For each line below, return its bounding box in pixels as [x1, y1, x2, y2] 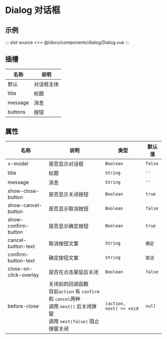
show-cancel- [7, 202, 43, 209]
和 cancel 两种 [49, 295, 81, 302]
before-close [7, 302, 39, 309]
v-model [7, 160, 28, 167]
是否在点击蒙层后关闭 [49, 268, 99, 275]
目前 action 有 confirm [49, 288, 100, 295]
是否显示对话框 [49, 160, 84, 167]
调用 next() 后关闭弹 [49, 303, 97, 310]
